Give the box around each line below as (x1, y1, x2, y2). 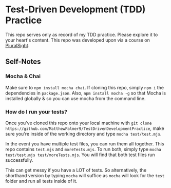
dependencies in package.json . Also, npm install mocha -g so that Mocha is (5, 90, 166, 96)
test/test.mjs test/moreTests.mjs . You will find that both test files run (5, 152, 155, 158)
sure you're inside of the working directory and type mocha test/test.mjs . (5, 130, 162, 137)
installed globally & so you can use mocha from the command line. (5, 95, 146, 101)
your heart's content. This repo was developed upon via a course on (5, 37, 150, 43)
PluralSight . (5, 42, 30, 48)
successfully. (5, 157, 33, 163)
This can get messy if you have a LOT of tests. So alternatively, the (5, 167, 147, 173)
